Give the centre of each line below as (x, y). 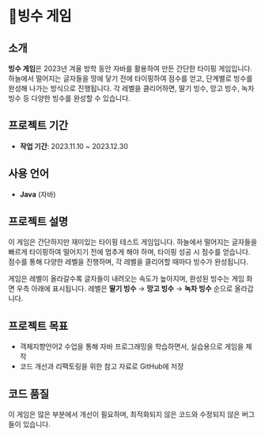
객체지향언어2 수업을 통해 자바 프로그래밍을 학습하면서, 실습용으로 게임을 (132, 346)
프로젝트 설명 (38, 222)
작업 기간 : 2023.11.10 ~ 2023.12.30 (74, 146)
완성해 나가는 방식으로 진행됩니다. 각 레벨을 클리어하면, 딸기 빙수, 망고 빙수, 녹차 (131, 88)
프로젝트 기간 (38, 126)
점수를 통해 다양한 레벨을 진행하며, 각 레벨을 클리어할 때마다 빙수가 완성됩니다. (129, 262)
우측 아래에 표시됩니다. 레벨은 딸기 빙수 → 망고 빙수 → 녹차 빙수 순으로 (125, 289)
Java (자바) (38, 194)
